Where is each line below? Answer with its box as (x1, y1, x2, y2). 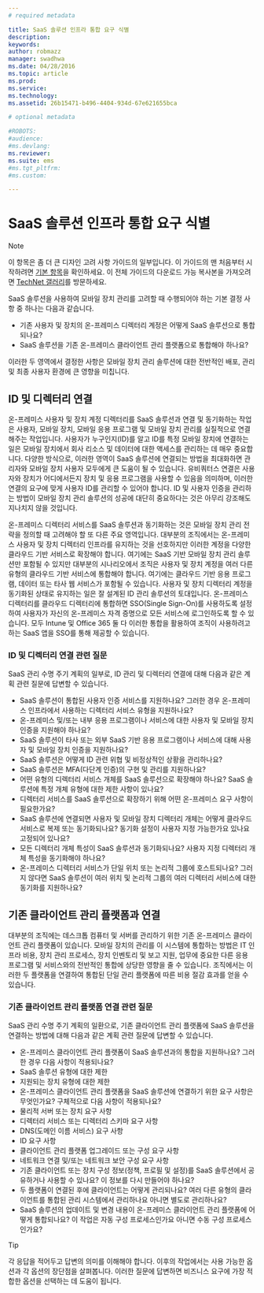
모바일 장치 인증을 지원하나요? (36, 745, 128, 755)
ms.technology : (8, 91, 58, 99)
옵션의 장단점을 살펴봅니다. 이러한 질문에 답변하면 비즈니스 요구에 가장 (31, 1266, 245, 1276)
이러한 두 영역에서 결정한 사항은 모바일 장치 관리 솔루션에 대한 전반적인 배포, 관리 (8, 357, 255, 366)
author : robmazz (8, 48, 61, 56)
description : (8, 33, 51, 41)
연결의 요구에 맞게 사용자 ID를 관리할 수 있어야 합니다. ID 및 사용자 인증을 (8, 484, 231, 492)
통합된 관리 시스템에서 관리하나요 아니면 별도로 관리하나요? (46, 1195, 227, 1205)
